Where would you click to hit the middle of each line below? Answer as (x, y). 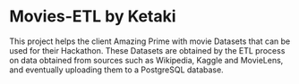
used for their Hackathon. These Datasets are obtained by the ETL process (147, 50)
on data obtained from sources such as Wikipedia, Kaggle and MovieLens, (146, 60)
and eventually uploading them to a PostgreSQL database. (116, 70)
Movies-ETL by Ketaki (93, 17)
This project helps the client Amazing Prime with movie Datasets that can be (150, 41)
